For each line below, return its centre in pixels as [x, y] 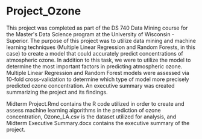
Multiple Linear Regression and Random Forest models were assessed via [98, 73]
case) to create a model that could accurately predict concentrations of [95, 53]
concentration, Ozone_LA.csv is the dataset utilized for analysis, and [91, 117]
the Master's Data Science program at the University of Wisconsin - [90, 34]
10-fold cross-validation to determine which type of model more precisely [98, 79]
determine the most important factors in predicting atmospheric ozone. [94, 66]
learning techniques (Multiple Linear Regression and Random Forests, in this [101, 47]
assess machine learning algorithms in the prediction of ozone [84, 110]
